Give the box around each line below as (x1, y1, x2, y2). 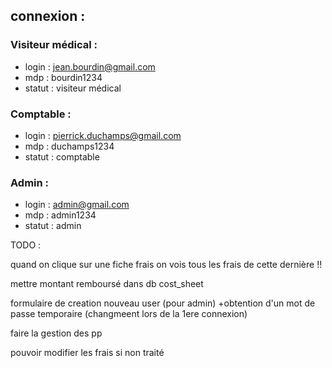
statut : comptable (24, 150, 100, 163)
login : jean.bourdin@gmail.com (24, 60, 156, 73)
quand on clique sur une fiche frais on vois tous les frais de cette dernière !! (10, 259, 323, 271)
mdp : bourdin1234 (24, 71, 103, 83)
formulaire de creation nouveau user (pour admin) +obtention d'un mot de (10, 297, 316, 309)
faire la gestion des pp (10, 327, 103, 339)
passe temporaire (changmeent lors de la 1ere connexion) (10, 308, 248, 320)
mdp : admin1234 (24, 209, 97, 221)
